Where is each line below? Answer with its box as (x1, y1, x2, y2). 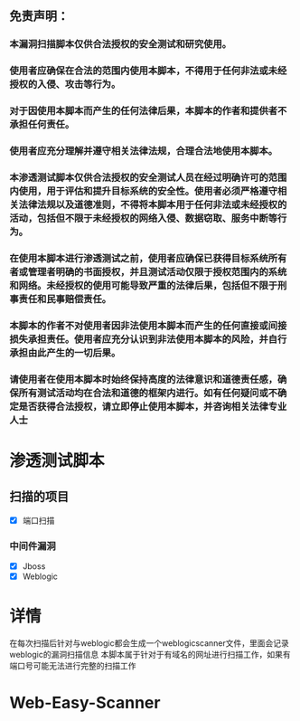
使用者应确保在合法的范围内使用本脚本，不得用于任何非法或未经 (9, 64, 287, 77)
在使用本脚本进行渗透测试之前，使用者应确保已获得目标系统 (9, 251, 269, 264)
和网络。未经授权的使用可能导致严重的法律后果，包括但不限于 (9, 279, 278, 291)
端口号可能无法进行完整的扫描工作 (9, 660, 136, 671)
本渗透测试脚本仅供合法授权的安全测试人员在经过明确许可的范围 (9, 171, 287, 184)
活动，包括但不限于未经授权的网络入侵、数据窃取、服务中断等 (9, 212, 278, 224)
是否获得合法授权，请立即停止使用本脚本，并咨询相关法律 (18, 400, 269, 413)
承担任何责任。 (9, 119, 75, 131)
